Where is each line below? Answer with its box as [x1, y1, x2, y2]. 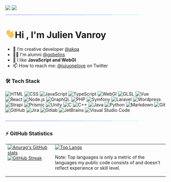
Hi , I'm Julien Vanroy [15, 29, 106, 41]
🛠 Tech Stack [5, 77, 40, 84]
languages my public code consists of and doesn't [55, 160, 160, 166]
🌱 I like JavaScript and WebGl [12, 57, 76, 63]
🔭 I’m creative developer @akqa [12, 46, 80, 52]
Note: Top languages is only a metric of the [55, 154, 145, 160]
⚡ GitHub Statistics [5, 130, 53, 137]
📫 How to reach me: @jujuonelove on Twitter [12, 63, 108, 69]
